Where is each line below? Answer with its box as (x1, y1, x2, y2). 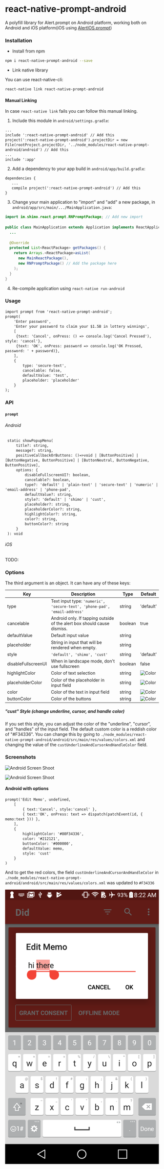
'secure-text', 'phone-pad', (51, 604, 110, 609)
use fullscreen (51, 663, 80, 669)
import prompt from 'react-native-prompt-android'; (5, 309, 112, 314)
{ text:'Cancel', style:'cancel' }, (22, 807, 97, 812)
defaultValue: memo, (22, 846, 64, 851)
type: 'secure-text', (22, 363, 67, 368)
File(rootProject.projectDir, (5, 143, 67, 147)
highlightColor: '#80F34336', (22, 831, 84, 836)
